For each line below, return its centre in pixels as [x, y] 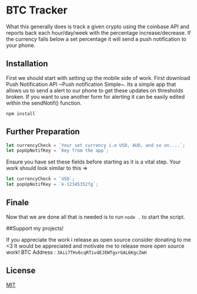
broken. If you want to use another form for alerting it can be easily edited [96, 96]
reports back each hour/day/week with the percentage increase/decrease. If [98, 32]
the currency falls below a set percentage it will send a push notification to [96, 39]
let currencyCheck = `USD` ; [41, 179]
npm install [21, 113]
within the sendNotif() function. [44, 103]
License [21, 271]
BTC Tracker [37, 10]
